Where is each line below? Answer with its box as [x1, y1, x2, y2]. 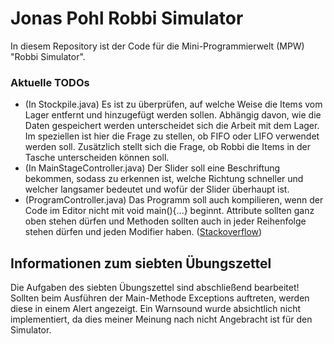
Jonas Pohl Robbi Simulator [10, 7, 244, 30]
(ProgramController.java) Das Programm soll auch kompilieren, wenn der [24, 194, 324, 206]
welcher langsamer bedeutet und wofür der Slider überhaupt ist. [24, 183, 290, 196]
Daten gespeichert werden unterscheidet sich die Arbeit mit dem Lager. [24, 120, 320, 132]
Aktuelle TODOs [10, 75, 90, 89]
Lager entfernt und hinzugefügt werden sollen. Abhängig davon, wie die [24, 109, 322, 121]
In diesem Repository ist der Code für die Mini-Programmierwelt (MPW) [10, 40, 305, 52]
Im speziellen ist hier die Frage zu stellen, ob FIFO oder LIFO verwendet [24, 130, 320, 142]
